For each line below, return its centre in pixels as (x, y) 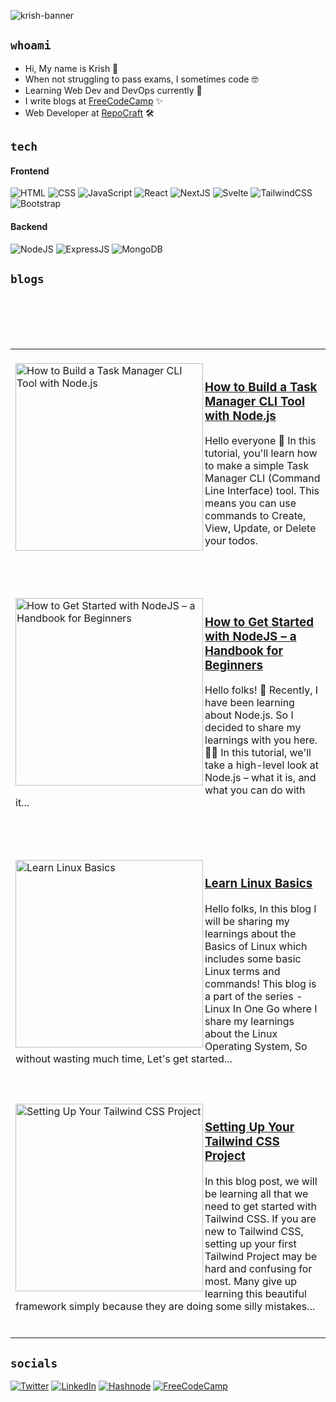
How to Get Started (259, 622)
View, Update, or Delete (260, 528)
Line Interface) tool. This (262, 491)
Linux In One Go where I (261, 1009)
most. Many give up (251, 1282)
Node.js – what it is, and (260, 778)
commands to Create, (255, 516)
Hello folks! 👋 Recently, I (261, 690)
